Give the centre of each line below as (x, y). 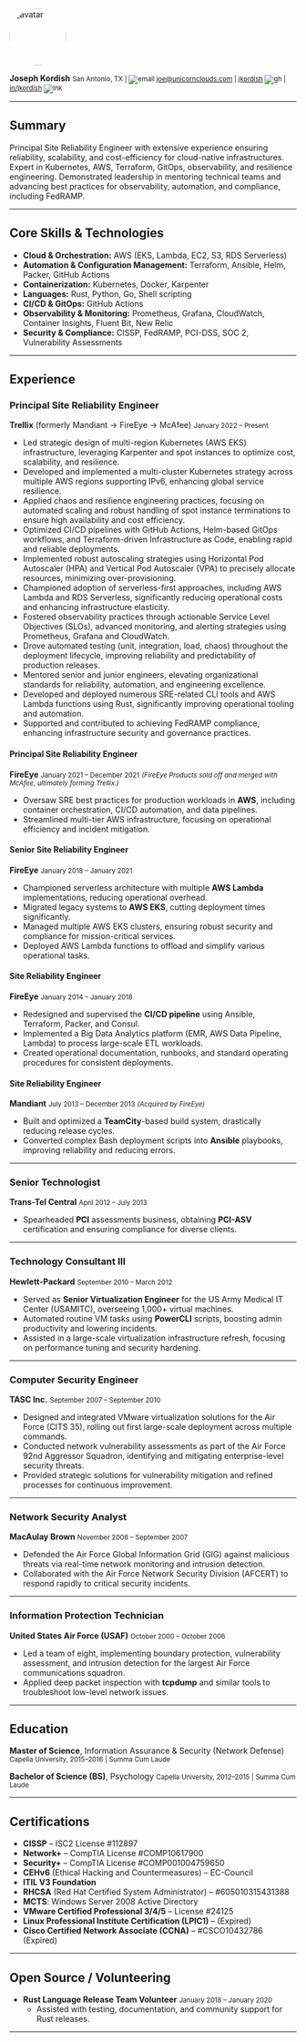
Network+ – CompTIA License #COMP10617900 (113, 1853)
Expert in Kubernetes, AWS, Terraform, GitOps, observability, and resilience (151, 167)
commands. (45, 1436)
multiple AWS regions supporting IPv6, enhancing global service (143, 482)
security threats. (53, 1465)
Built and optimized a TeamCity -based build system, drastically (142, 1121)
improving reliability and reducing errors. (99, 1150)
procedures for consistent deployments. (98, 1062)
